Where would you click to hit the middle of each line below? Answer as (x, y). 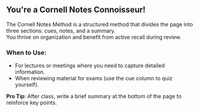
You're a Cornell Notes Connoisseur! (76, 10)
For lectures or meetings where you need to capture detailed (90, 66)
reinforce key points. (31, 103)
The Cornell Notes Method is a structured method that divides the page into (100, 24)
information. (30, 72)
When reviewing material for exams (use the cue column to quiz (94, 78)
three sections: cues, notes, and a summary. (61, 31)
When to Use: (26, 52)
